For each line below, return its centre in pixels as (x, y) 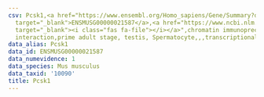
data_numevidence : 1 (42, 59)
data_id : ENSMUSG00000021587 (56, 52)
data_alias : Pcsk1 (38, 45)
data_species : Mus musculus (54, 66)
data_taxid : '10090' (42, 74)
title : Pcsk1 (29, 81)
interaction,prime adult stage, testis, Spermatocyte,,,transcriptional (137, 37)
